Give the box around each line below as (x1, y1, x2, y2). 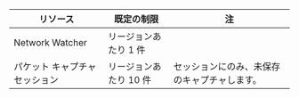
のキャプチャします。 (173, 74, 263, 86)
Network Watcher (13, 37, 87, 48)
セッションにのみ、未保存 (173, 61, 281, 72)
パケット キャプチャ (13, 61, 97, 72)
